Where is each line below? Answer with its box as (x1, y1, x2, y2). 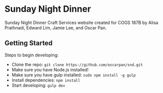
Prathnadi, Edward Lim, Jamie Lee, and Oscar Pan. (4, 24, 107, 30)
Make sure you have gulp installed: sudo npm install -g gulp (11, 72, 136, 78)
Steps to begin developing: (4, 52, 59, 58)
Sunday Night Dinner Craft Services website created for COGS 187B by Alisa (4, 20, 159, 25)
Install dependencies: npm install (11, 77, 80, 83)
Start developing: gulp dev (11, 82, 66, 88)
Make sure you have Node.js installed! (11, 67, 89, 72)
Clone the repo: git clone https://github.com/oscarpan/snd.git (11, 61, 143, 67)
